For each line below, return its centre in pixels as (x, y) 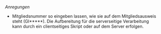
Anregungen (17, 7)
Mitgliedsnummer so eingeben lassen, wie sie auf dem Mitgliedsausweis (84, 16)
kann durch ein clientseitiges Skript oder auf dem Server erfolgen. (78, 26)
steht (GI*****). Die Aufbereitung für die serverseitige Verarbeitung (80, 21)
